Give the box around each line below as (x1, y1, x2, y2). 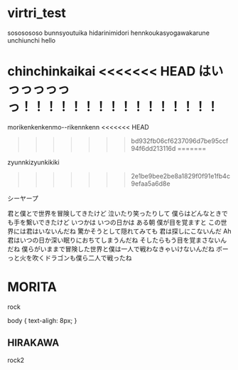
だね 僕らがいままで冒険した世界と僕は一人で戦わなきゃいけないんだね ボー (7, 244, 229, 253)
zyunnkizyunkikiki (7, 158, 60, 166)
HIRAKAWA (7, 337, 60, 349)
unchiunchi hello (7, 36, 55, 44)
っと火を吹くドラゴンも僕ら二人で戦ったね (7, 253, 132, 262)
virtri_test (7, 5, 66, 21)
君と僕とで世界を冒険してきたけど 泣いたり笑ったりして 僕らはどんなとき (7, 208, 222, 218)
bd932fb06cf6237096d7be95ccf (131, 137, 229, 145)
